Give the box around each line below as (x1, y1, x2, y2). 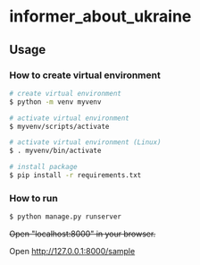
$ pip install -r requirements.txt (9, 171, 142, 180)
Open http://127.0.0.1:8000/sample (9, 246, 136, 257)
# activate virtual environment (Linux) (9, 138, 162, 147)
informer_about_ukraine (9, 6, 192, 27)
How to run (9, 192, 58, 204)
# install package (9, 163, 78, 172)
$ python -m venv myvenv (9, 97, 102, 107)
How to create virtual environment (9, 69, 161, 81)
